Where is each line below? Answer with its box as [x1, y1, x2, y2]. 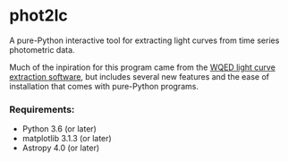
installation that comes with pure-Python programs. [9, 81, 199, 91]
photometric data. [9, 44, 75, 55]
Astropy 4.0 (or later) [21, 142, 100, 153]
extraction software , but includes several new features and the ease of [9, 71, 270, 81]
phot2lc [9, 5, 69, 26]
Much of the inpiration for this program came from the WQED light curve [9, 62, 275, 72]
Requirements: [9, 103, 75, 115]
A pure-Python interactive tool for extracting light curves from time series [9, 35, 280, 46]
